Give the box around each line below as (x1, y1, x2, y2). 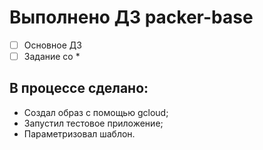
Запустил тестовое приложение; (23, 117, 164, 129)
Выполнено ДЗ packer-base (9, 6, 254, 29)
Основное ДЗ (23, 39, 82, 51)
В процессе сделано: (9, 80, 149, 97)
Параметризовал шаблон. (23, 127, 136, 140)
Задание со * (23, 51, 81, 62)
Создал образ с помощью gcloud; (23, 106, 169, 118)
